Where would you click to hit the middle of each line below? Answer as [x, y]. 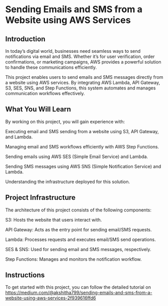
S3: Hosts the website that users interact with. [54, 220]
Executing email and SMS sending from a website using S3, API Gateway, [82, 131]
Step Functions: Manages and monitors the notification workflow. [74, 259]
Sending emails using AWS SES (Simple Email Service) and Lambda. [77, 157]
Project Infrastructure [40, 197]
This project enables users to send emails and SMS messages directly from [85, 77]
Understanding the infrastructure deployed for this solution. [68, 181]
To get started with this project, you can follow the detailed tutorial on [78, 287]
